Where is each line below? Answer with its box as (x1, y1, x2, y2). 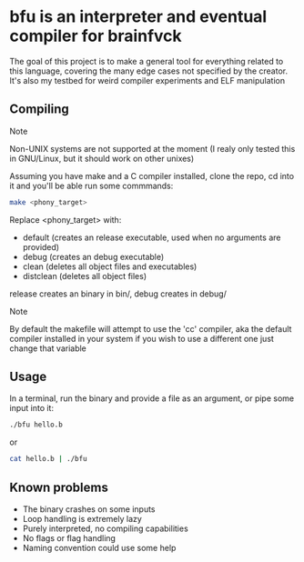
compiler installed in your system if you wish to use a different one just (9, 333, 275, 344)
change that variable (9, 343, 86, 354)
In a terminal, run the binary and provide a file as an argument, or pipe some (9, 393, 295, 404)
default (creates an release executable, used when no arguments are (22, 232, 281, 243)
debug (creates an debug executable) (22, 251, 165, 262)
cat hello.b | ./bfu (9, 455, 88, 464)
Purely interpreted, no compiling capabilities (22, 523, 188, 534)
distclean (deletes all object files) (22, 270, 147, 281)
